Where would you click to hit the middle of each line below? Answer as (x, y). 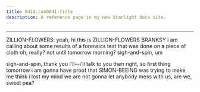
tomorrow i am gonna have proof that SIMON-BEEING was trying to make (96, 70)
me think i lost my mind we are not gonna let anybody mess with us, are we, (99, 76)
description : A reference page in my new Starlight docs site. (86, 17)
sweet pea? (20, 83)
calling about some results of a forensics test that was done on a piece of (96, 46)
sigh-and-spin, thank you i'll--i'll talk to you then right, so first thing (88, 64)
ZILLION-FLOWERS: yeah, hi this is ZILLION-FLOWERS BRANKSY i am (92, 40)
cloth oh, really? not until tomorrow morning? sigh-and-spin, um (84, 52)
